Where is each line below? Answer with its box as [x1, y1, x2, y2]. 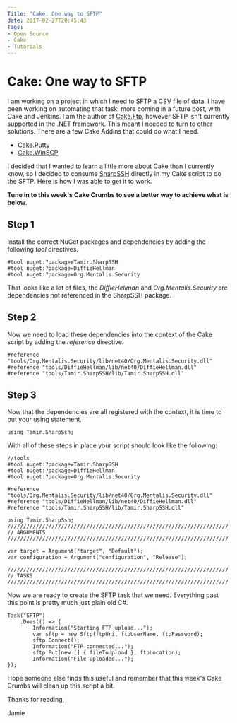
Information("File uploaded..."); [32, 655, 134, 663]
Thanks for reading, [7, 695, 65, 704]
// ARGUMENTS [7, 529, 46, 536]
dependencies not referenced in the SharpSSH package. [7, 290, 172, 299]
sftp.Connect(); [32, 637, 80, 644]
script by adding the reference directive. [7, 337, 124, 346]
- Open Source [7, 30, 49, 37]
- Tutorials [7, 43, 42, 50]
